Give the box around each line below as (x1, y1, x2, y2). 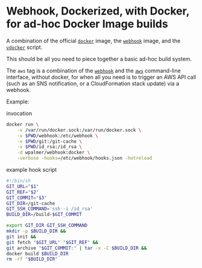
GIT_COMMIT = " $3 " (6, 195, 47, 201)
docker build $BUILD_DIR (6, 250, 69, 257)
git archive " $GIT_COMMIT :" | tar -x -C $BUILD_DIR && (6, 245, 147, 251)
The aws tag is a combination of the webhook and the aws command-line (6, 67, 181, 74)
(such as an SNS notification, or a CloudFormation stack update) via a (6, 80, 180, 87)
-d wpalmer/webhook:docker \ (17, 149, 90, 155)
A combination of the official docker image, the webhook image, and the (6, 37, 181, 44)
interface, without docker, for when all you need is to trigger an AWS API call (6, 73, 196, 80)
